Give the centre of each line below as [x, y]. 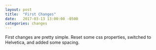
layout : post [19, 10]
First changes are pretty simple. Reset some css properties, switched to [78, 37]
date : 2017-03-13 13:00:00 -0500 [42, 19]
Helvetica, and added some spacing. [42, 43]
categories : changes [26, 23]
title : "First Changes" [31, 14]
